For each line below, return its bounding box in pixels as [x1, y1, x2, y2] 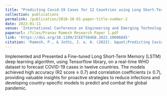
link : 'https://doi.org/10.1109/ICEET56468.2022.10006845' [5, 35, 130, 40]
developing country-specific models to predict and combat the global [5, 80, 148, 86]
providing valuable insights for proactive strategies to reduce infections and [5, 74, 160, 80]
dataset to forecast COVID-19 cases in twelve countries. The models [5, 64, 146, 70]
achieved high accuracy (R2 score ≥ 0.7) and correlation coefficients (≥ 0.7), [5, 69, 162, 75]
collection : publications [5, 12, 59, 17]
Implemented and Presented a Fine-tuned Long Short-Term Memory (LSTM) [5, 53, 162, 59]
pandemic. [5, 85, 27, 91]
